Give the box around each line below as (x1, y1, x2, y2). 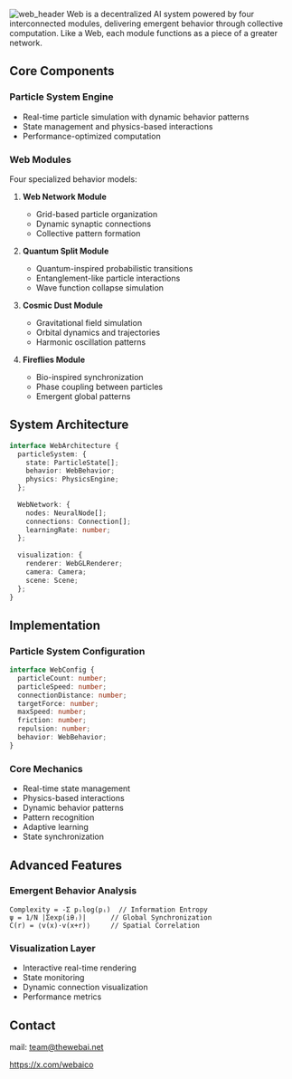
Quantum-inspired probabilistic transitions (35, 263, 193, 273)
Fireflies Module (22, 354, 86, 365)
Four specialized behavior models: (9, 173, 137, 185)
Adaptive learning (22, 822, 89, 833)
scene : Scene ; (25, 576, 79, 585)
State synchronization (22, 831, 104, 842)
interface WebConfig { (9, 665, 95, 674)
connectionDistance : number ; (17, 691, 127, 700)
